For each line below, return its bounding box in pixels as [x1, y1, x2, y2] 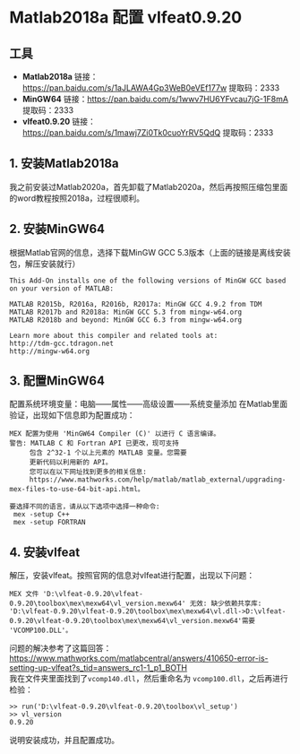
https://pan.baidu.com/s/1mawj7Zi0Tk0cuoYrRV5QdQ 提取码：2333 [21, 127, 274, 138]
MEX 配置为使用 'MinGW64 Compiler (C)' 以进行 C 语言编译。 [9, 429, 221, 438]
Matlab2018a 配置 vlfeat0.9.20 [9, 7, 243, 28]
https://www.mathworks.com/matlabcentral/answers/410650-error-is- [9, 653, 269, 663]
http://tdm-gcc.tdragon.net [9, 339, 115, 348]
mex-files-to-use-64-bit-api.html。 [9, 485, 145, 494]
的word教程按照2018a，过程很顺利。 [9, 193, 145, 204]
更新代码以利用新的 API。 [29, 458, 113, 467]
